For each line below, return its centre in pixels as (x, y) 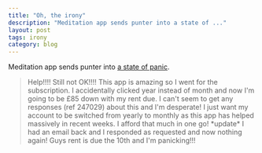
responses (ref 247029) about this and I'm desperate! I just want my (138, 107)
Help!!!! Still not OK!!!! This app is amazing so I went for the (122, 82)
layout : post (30, 30)
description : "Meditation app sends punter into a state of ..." (117, 23)
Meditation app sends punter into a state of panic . (89, 67)
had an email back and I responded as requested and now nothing (135, 132)
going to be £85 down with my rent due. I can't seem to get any (130, 99)
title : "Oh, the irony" (47, 15)
